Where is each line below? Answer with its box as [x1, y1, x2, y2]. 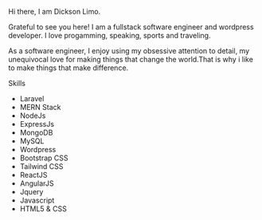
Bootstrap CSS [19, 153, 68, 163]
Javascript [19, 195, 55, 205]
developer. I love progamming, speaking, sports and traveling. [8, 31, 211, 40]
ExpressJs [19, 120, 54, 128]
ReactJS [19, 171, 48, 179]
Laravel [19, 94, 45, 103]
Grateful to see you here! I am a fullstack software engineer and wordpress [8, 22, 254, 31]
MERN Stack [19, 103, 61, 112]
